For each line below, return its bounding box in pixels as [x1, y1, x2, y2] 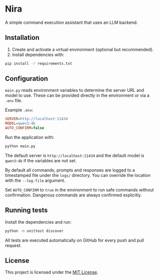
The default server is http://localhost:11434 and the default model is [5, 152, 145, 158]
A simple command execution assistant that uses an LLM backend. [5, 19, 138, 25]
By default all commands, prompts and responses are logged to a [5, 167, 135, 173]
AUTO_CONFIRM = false [5, 125, 44, 131]
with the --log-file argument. [5, 177, 66, 183]
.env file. [5, 98, 23, 104]
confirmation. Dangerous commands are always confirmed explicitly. [5, 192, 142, 198]
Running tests [5, 206, 48, 214]
